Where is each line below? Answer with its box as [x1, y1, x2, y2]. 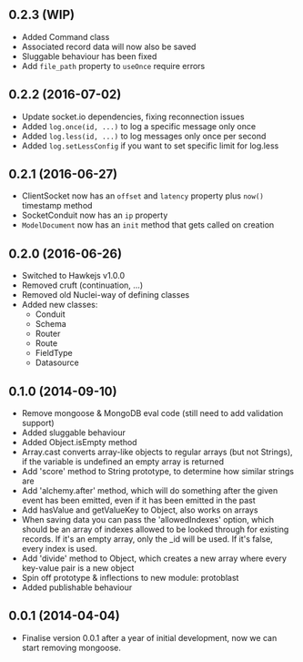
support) [21, 418, 56, 429]
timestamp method [21, 200, 93, 211]
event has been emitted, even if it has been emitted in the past [21, 495, 256, 506]
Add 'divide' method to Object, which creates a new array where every [21, 553, 288, 564]
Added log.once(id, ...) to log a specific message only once [21, 120, 257, 131]
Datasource [35, 357, 79, 368]
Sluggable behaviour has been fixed [21, 50, 157, 62]
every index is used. [21, 544, 97, 555]
